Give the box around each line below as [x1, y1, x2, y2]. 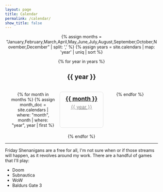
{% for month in [17, 91, 49, 97]
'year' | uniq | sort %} [60, 49, 103, 55]
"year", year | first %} [12, 122, 54, 128]
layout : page [5, 7, 32, 12]
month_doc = [19, 102, 47, 108]
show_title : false [5, 20, 42, 26]
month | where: [17, 117, 49, 123]
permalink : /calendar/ [5, 16, 51, 21]
